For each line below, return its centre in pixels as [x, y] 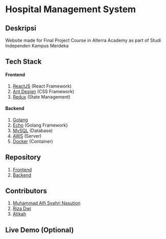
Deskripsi [21, 28]
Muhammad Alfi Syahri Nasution [46, 203]
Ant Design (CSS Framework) [44, 91]
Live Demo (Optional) [39, 230]
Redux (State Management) [41, 97]
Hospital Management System [71, 9]
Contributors [26, 191]
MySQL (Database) [33, 130]
